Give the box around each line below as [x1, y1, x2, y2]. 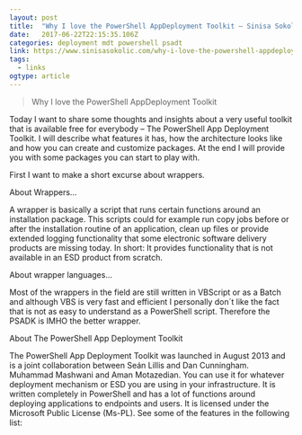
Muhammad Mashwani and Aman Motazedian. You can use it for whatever [9, 369, 285, 380]
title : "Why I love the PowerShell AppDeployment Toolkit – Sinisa [9, 22, 271, 31]
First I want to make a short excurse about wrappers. [9, 169, 205, 180]
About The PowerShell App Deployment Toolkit [9, 333, 183, 343]
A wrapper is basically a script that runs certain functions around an [9, 204, 261, 215]
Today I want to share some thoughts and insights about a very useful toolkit [9, 113, 293, 124]
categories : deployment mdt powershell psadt [9, 38, 182, 48]
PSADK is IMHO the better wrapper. [9, 315, 141, 326]
